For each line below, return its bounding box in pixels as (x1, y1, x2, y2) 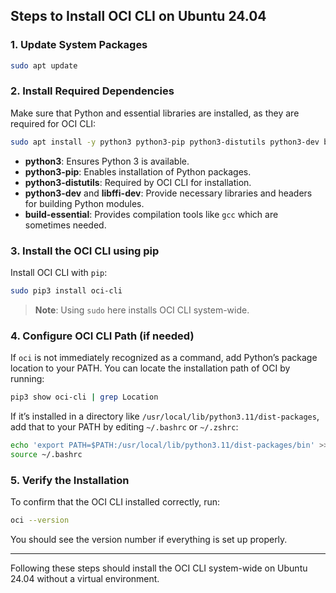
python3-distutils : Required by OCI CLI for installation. (24, 176, 252, 188)
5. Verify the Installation (10, 473, 130, 487)
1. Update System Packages (10, 38, 148, 52)
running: (10, 373, 45, 385)
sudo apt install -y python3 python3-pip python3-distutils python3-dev (10, 137, 320, 147)
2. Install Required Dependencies (10, 84, 175, 98)
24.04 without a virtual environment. (10, 573, 160, 584)
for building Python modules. (24, 197, 145, 209)
